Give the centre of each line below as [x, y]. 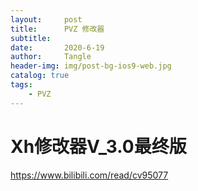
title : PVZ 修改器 [57, 29]
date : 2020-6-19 [57, 47]
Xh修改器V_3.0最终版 [98, 146]
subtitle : [31, 38]
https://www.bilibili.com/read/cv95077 [89, 175]
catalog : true [40, 76]
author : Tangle [51, 57]
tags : [21, 85]
